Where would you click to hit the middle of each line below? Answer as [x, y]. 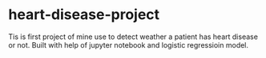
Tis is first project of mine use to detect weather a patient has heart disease [133, 37]
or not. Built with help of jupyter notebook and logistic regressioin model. [129, 44]
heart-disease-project [84, 15]
